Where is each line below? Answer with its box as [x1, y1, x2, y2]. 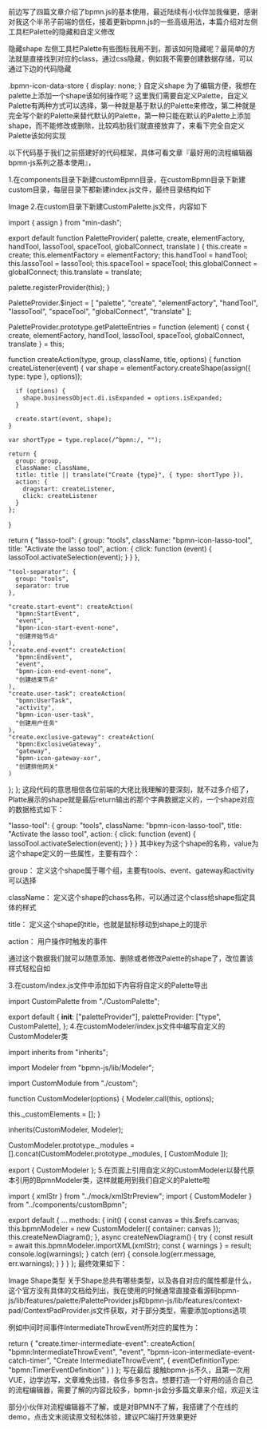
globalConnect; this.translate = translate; [8, 267, 142, 277]
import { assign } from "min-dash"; [8, 218, 122, 227]
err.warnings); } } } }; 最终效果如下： [8, 1259, 128, 1268]
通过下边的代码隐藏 [8, 64, 72, 74]
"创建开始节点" [15, 632, 58, 640]
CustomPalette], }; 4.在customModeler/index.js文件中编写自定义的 [8, 1021, 226, 1031]
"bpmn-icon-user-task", [15, 711, 94, 718]
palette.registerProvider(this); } [8, 283, 110, 292]
